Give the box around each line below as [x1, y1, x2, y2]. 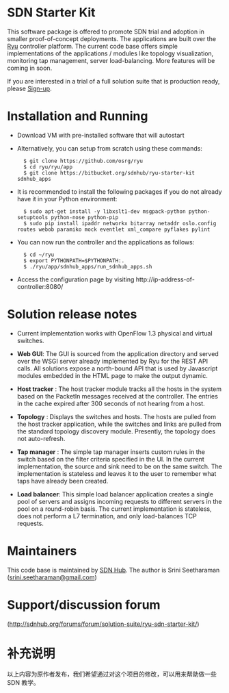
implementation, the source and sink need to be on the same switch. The [16, 462, 222, 470]
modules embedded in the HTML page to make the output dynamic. [16, 371, 208, 379]
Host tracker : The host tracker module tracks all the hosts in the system [16, 385, 222, 393]
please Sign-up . [7, 84, 53, 92]
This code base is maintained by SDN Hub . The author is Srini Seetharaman [7, 566, 220, 574]
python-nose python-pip [51, 214, 119, 220]
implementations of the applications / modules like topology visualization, [7, 49, 214, 58]
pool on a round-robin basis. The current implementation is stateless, [16, 505, 212, 513]
